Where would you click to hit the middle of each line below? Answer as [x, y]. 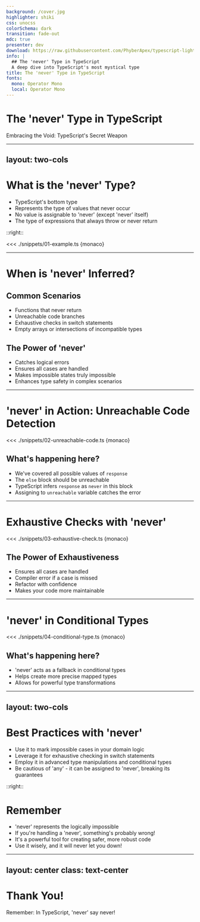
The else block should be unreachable [62, 479]
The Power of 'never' [46, 348]
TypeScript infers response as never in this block [74, 486]
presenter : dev [25, 45]
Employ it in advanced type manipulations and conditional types [93, 762]
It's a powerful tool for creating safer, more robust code [83, 840]
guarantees [29, 775]
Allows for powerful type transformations [65, 683]
